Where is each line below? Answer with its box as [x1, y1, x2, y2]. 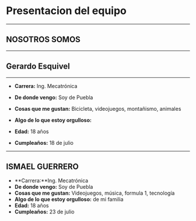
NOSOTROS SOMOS [6, 35, 80, 45]
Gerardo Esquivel [6, 62, 70, 72]
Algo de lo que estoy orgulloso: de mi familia [14, 196, 124, 203]
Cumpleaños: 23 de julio [14, 208, 75, 215]
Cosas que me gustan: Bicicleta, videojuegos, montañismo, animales [14, 105, 181, 112]
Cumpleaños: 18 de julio [14, 139, 74, 146]
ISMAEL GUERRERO [6, 161, 79, 171]
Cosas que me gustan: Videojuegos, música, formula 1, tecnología [14, 189, 175, 197]
